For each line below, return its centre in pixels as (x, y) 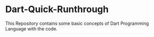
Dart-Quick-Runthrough (57, 9)
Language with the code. (31, 28)
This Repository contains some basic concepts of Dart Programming (77, 23)
